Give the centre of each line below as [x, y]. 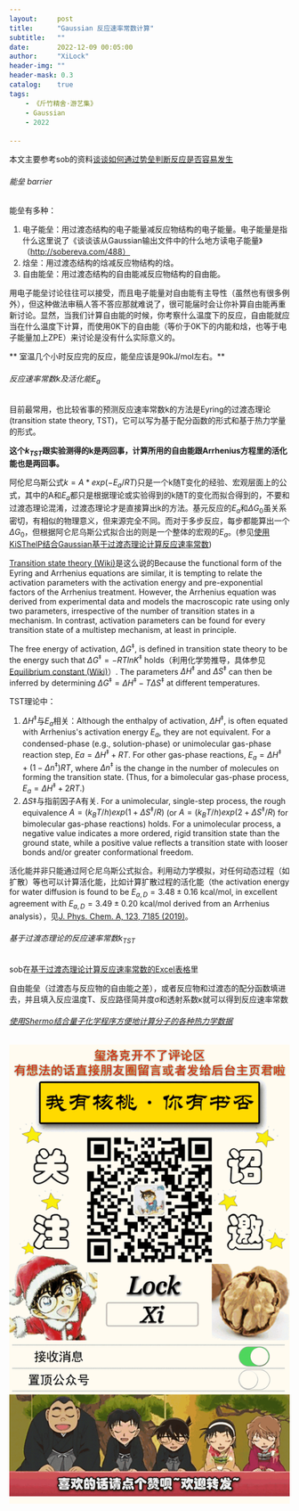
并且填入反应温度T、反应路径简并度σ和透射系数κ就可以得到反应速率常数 [157, 999]
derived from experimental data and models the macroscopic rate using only [149, 602]
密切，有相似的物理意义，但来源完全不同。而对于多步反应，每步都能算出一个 [149, 521]
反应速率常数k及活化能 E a [55, 379]
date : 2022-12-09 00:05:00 [71, 47]
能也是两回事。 [36, 464]
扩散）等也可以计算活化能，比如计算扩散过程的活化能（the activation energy [149, 882]
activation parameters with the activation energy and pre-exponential [136, 583]
